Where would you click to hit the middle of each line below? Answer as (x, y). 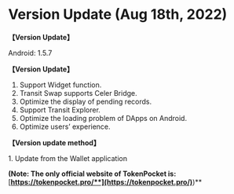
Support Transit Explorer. (60, 110)
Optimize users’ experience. (65, 126)
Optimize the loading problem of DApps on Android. (103, 118)
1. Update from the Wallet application (68, 158)
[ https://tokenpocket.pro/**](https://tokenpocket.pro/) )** (105, 181)
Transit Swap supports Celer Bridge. (78, 93)
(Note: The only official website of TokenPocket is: (92, 174)
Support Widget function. (60, 85)
